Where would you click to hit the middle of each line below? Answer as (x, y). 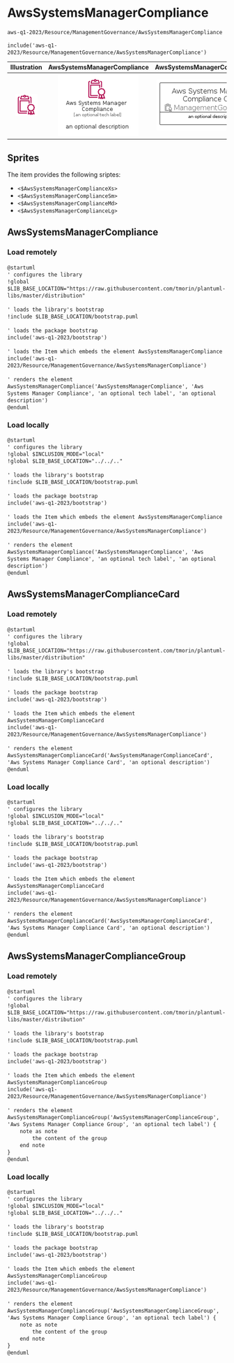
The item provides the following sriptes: (64, 175)
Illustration (26, 67)
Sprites (23, 158)
